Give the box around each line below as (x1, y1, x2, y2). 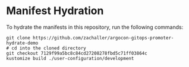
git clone (6, 35, 31, 41)
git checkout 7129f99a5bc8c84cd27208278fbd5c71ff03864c (6, 50, 147, 56)
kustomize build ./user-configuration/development (6, 55, 134, 61)
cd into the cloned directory (11, 45, 86, 51)
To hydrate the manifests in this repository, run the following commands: (6, 24, 184, 31)
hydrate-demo (6, 40, 39, 46)
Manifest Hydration (6, 4, 104, 18)
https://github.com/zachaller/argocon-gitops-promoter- (32, 35, 174, 41)
